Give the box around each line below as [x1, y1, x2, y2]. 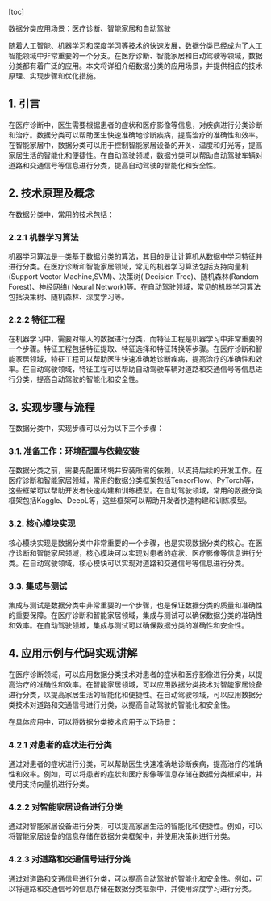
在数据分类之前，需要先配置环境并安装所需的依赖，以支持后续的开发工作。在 [8, 465, 263, 476]
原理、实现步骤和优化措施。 [8, 71, 101, 80]
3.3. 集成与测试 [8, 580, 68, 591]
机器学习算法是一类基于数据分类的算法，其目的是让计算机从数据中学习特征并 [8, 251, 263, 261]
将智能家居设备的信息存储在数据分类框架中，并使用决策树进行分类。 [8, 831, 235, 841]
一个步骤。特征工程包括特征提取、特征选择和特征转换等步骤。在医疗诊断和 [8, 344, 256, 354]
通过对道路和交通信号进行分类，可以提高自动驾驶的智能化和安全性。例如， [8, 874, 256, 883]
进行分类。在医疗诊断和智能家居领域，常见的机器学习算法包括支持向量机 [8, 261, 248, 271]
